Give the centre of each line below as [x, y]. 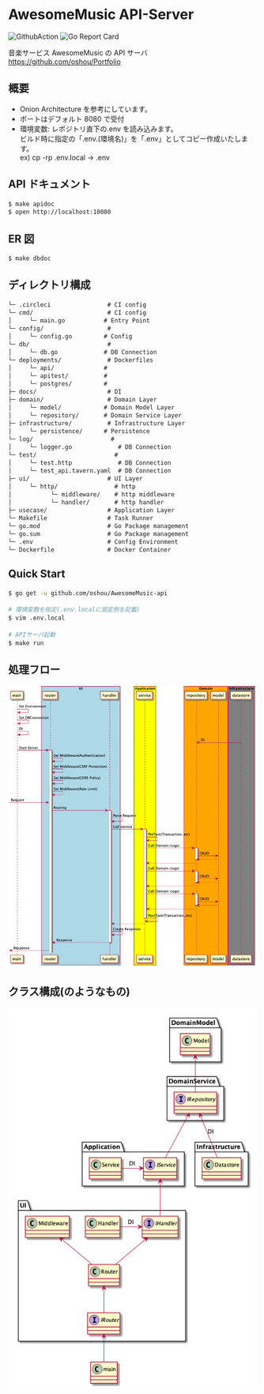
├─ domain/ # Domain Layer [83, 399]
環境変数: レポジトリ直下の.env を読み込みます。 [98, 129]
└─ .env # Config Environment [93, 542]
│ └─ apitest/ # [58, 376]
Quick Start [37, 574]
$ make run [26, 643]
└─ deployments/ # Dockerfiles [81, 360]
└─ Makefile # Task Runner [81, 518]
